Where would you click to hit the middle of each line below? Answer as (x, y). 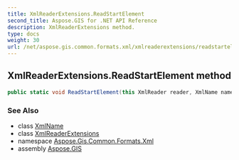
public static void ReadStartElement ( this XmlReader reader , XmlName (113, 92)
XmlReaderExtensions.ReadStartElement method (119, 76)
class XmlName (41, 126)
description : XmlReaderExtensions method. (71, 27)
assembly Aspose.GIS (49, 148)
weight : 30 (23, 41)
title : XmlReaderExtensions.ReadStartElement (76, 14)
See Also (23, 110)
